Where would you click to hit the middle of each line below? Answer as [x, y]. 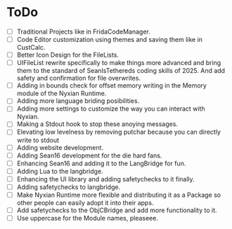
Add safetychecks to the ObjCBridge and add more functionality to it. [117, 210]
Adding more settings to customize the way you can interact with [111, 109]
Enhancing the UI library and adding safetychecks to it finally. [105, 179]
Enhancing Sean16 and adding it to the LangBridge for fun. [101, 163]
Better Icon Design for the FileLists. [67, 55]
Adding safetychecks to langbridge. [69, 187]
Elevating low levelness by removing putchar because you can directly [118, 132]
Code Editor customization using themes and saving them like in [110, 40]
